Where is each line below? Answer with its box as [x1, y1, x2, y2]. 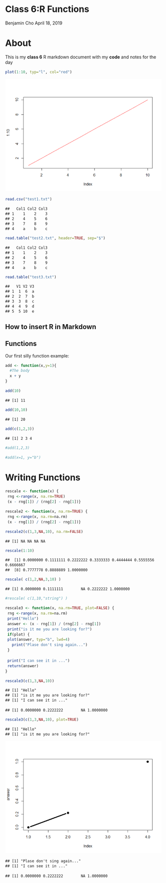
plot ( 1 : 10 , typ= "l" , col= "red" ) [5, 69, 72, 74]
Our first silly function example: [5, 353, 70, 358]
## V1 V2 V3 [5, 284, 35, 289]
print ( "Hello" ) [7, 616, 39, 621]
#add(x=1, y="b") [5, 455, 41, 460]
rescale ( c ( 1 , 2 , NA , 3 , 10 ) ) [5, 577, 61, 582]
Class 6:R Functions [5, 3, 89, 15]
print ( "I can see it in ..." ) [7, 658, 70, 663]
